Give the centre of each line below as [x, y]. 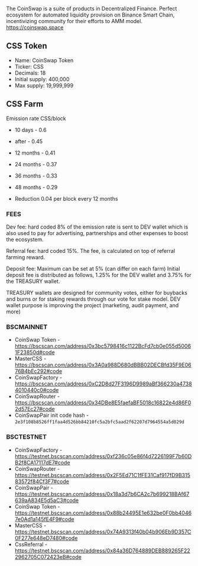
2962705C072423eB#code [48, 557]
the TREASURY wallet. [33, 281]
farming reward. [26, 257]
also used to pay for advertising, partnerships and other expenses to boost [97, 233]
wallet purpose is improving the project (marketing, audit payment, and [92, 305]
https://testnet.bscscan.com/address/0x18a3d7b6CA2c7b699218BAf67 [102, 494]
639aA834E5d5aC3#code [47, 500]
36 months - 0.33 [36, 176]
